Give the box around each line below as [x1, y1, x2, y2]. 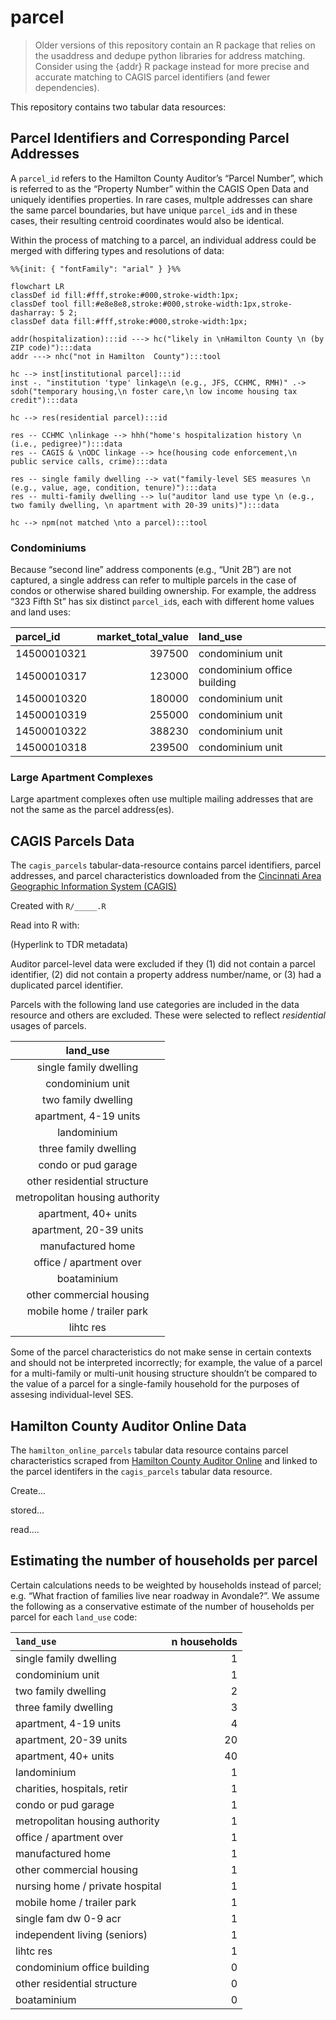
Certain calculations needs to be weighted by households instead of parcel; [10, 1579, 322, 1591]
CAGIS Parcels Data [10, 832, 135, 850]
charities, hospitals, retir [15, 1781, 128, 1795]
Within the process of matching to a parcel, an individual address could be [10, 234, 317, 246]
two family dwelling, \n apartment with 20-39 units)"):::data [10, 500, 280, 510]
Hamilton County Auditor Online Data [10, 1417, 247, 1435]
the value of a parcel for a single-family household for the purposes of [10, 1378, 300, 1390]
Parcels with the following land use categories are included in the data [10, 999, 300, 1011]
